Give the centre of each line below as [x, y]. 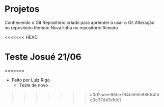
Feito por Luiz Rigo [31, 80]
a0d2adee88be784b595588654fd [125, 94]
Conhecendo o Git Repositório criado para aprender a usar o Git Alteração [80, 22]
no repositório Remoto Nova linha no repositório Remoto [61, 27]
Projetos [22, 9]
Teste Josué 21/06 [43, 57]
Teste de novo [33, 85]
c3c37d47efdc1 [106, 100]
